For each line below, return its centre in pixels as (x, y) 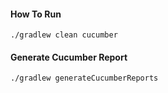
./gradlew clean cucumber (64, 35)
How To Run (36, 14)
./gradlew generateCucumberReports (84, 78)
